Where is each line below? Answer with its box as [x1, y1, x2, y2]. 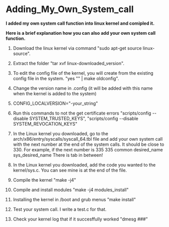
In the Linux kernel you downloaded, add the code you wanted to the [13, 161, 156, 167]
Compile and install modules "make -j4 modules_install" [13, 187, 129, 193]
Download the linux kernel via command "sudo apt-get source [13, 45, 142, 51]
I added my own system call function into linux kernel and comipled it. [6, 20, 155, 26]
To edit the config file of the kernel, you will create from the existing [13, 70, 154, 76]
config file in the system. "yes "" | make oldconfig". [13, 75, 120, 81]
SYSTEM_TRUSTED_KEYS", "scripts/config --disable [29, 115, 139, 122]
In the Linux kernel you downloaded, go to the [13, 130, 109, 137]
